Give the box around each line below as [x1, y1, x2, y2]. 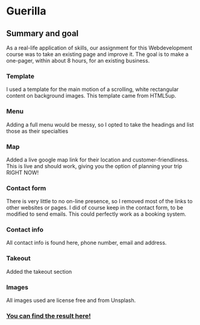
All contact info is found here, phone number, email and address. [6, 239, 167, 247]
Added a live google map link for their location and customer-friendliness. [6, 156, 189, 163]
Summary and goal [6, 28, 79, 39]
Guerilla [6, 4, 46, 18]
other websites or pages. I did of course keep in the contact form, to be [6, 204, 184, 212]
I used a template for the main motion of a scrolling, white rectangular [6, 86, 179, 93]
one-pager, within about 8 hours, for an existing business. [6, 57, 150, 64]
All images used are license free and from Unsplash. [6, 297, 136, 304]
